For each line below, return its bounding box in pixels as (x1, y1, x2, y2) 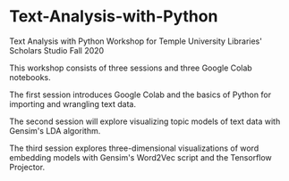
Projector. (9, 161, 46, 172)
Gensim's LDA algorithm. (9, 125, 101, 136)
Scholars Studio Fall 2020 (9, 45, 105, 55)
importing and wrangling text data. (9, 98, 137, 109)
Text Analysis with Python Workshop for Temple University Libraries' (9, 36, 262, 46)
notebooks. (9, 71, 51, 82)
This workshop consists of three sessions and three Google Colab (9, 62, 252, 73)
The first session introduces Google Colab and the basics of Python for (9, 89, 271, 100)
